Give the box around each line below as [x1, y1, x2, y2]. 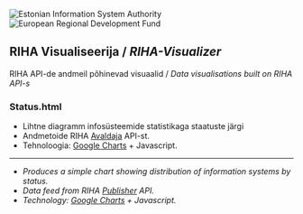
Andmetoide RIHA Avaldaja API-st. [22, 131, 151, 142]
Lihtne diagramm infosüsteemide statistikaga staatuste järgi [22, 121, 244, 132]
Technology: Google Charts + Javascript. [22, 195, 177, 206]
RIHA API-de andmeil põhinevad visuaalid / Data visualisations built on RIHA [9, 68, 293, 79]
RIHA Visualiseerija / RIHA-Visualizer [9, 44, 222, 60]
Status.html [9, 100, 62, 113]
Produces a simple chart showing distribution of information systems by [22, 166, 291, 177]
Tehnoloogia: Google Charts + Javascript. [22, 140, 178, 151]
